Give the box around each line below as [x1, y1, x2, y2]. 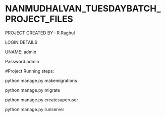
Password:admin [5, 58, 40, 64]
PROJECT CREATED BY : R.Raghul [5, 30, 75, 36]
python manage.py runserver [5, 106, 64, 112]
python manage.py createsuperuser [5, 97, 78, 103]
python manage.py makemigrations [5, 78, 78, 83]
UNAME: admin [5, 49, 37, 55]
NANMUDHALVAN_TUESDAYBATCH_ [5, 3, 161, 14]
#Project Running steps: [5, 68, 55, 74]
